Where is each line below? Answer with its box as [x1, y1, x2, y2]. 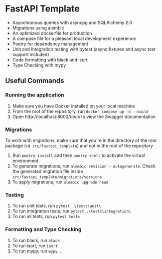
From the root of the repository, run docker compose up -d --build [12, 108, 149, 114]
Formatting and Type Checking [5, 226, 82, 233]
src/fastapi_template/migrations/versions [12, 174, 102, 179]
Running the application [5, 91, 64, 98]
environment [12, 157, 39, 163]
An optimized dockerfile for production [12, 30, 92, 36]
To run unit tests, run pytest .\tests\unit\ [12, 203, 101, 209]
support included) [12, 51, 49, 57]
